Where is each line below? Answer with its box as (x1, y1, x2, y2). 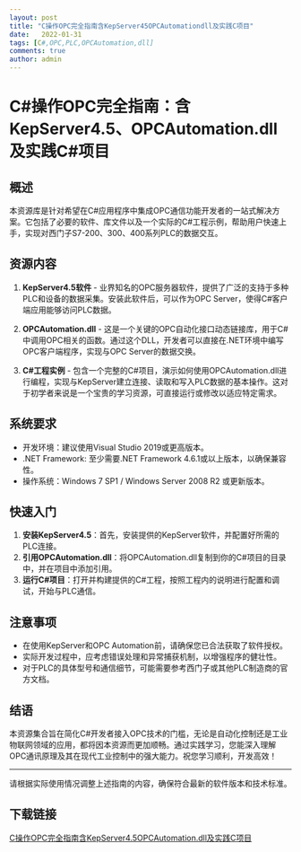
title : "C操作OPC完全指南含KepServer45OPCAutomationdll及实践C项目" (9, 22, 254, 31)
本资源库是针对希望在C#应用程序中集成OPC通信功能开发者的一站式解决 (9, 206, 272, 215)
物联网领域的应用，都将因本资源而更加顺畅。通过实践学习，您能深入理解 (9, 740, 276, 751)
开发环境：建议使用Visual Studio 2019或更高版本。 (21, 442, 209, 452)
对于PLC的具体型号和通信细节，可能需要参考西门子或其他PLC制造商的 (21, 663, 280, 673)
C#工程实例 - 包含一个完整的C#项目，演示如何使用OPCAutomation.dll (21, 365, 279, 375)
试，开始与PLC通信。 (21, 585, 101, 597)
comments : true (9, 47, 66, 56)
